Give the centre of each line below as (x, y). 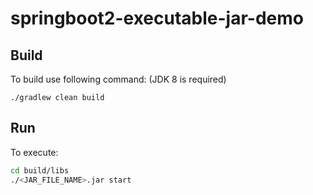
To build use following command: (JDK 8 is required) (118, 79)
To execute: (34, 152)
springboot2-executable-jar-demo (157, 18)
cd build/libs (40, 170)
